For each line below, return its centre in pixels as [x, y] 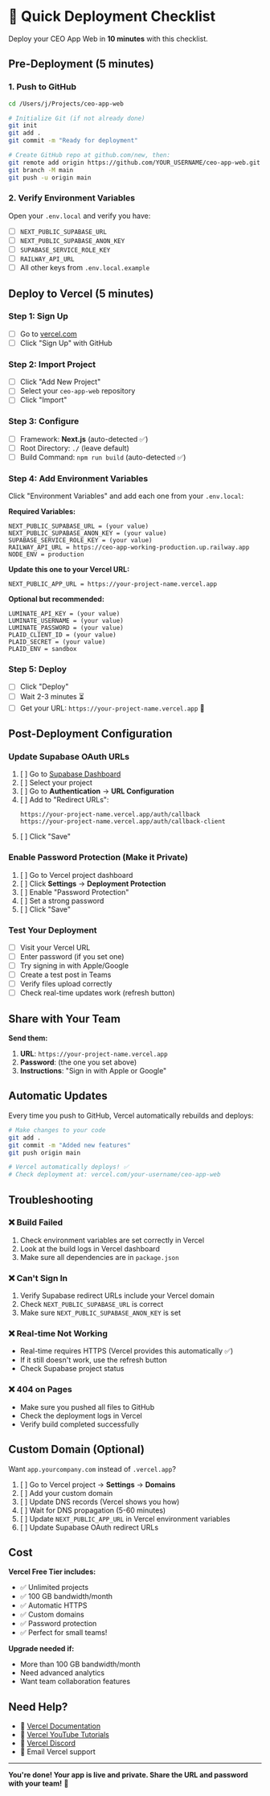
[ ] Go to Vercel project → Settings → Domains [98, 1485]
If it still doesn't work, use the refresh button [93, 1360]
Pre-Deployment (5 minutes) [81, 64]
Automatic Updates [58, 1096]
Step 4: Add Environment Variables [78, 478]
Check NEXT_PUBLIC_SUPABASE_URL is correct [92, 1304]
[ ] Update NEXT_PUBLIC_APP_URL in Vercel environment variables [125, 1518]
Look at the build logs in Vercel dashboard [90, 1248]
